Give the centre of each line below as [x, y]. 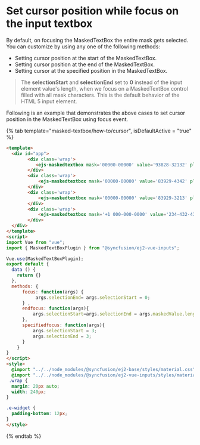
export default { [28, 264]
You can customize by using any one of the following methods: [83, 47]
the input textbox [49, 24]
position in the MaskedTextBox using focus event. [67, 119]
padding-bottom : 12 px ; [40, 414]
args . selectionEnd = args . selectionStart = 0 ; [93, 297]
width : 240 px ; [29, 392]
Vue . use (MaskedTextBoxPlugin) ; [45, 259]
